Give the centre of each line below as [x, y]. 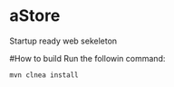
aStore [35, 16]
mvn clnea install [44, 75]
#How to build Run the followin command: [87, 58]
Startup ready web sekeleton [63, 41]
